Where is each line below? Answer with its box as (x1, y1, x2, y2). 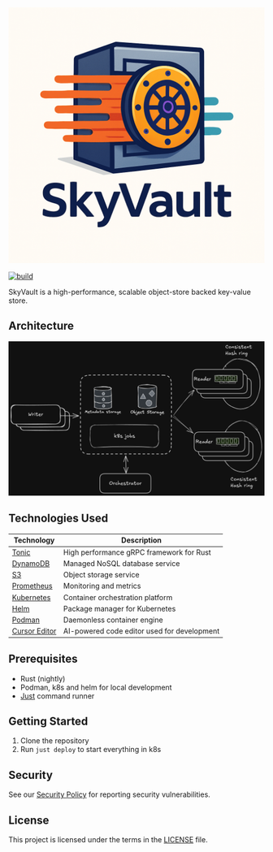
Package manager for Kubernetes (63, 603, 176, 613)
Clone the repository (19, 736, 89, 746)
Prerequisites (8, 652, 78, 666)
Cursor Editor (11, 626, 57, 636)
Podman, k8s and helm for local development (19, 682, 172, 692)
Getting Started (8, 715, 89, 728)
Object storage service (63, 570, 140, 580)
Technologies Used (8, 512, 108, 525)
